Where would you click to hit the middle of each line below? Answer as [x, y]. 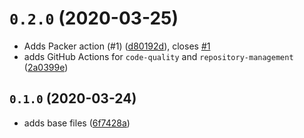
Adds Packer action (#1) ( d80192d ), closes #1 [117, 46]
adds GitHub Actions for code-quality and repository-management [158, 56]
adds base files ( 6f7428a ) [77, 123]
